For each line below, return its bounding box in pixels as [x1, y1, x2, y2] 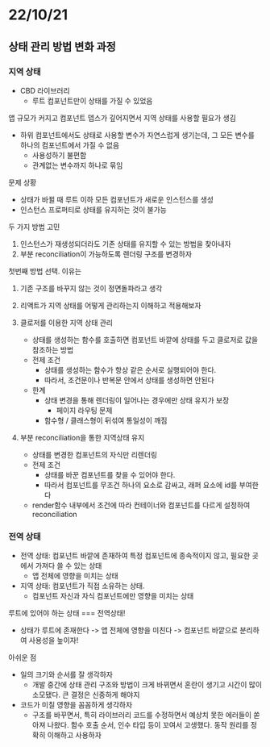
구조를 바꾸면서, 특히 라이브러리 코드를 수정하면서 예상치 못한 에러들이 [31, 710, 252, 720]
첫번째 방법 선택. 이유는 [8, 266, 82, 276]
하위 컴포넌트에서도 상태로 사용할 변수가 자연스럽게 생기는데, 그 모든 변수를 [19, 130, 255, 140]
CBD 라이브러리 [19, 86, 70, 95]
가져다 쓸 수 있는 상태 [35, 561, 102, 570]
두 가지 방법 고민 [8, 222, 60, 232]
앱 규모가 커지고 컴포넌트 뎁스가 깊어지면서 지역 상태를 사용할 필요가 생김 [8, 113, 236, 123]
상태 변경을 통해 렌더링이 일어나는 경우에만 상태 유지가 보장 [44, 395, 230, 405]
